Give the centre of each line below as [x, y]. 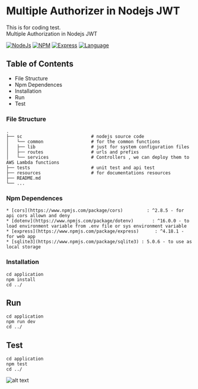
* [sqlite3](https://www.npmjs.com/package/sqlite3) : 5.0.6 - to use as [99, 242]
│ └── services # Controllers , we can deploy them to [98, 158]
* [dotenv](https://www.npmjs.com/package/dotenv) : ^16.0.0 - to [98, 221]
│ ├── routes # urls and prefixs [73, 152]
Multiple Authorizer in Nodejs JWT [93, 11]
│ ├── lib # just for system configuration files [98, 147]
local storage [24, 247]
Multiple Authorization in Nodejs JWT [52, 33]
